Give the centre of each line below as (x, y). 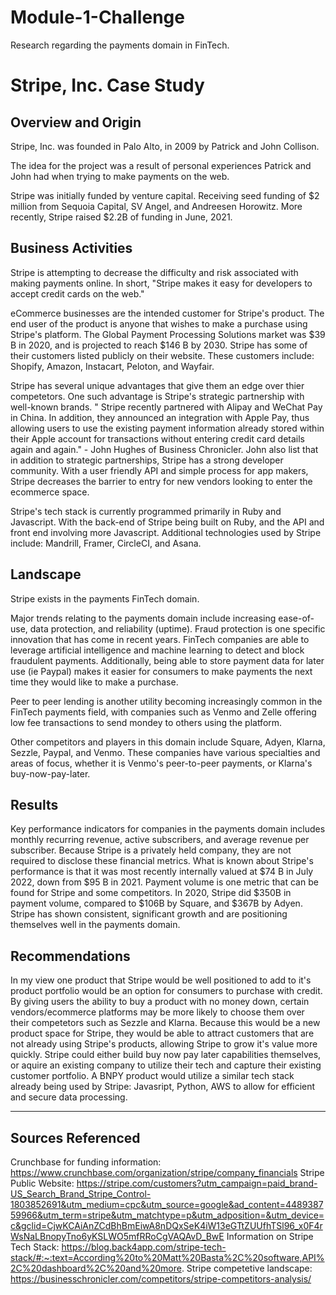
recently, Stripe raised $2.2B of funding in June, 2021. (121, 217)
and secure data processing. (69, 1097)
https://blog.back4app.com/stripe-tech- (144, 1247)
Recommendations (70, 956)
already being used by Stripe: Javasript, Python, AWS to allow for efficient (163, 1087)
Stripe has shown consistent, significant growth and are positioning (149, 914)
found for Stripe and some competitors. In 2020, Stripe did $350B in (151, 893)
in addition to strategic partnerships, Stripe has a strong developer (147, 460)
